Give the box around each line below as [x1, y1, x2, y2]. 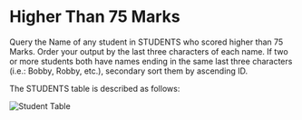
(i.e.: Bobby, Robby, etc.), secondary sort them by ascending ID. [9, 65, 248, 76]
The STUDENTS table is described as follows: [9, 83, 180, 94]
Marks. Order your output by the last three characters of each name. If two [9, 45, 288, 56]
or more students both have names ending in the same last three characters [9, 55, 293, 66]
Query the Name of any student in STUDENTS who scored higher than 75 [9, 36, 284, 47]
